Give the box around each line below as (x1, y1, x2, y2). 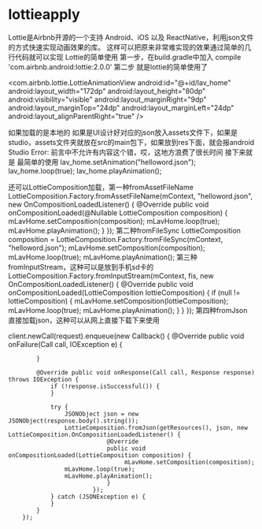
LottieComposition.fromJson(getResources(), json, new (64, 423, 248, 431)
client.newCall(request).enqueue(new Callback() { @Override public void (8, 331, 245, 341)
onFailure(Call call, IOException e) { (8, 339, 123, 348)
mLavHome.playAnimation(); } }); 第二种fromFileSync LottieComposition (8, 225, 242, 235)
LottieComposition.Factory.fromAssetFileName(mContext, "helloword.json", (8, 191, 253, 200)
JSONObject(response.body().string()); (8, 416, 139, 425)
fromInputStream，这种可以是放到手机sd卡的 (8, 262, 154, 271)
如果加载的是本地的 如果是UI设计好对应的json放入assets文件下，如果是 (8, 128, 238, 137)
